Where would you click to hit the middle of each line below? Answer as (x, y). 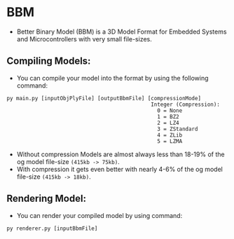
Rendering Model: (47, 199)
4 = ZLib (170, 135)
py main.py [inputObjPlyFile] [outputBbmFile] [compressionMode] (104, 98)
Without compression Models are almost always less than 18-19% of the (121, 154)
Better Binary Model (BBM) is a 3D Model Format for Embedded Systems (122, 32)
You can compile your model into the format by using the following (112, 78)
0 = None (170, 110)
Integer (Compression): (185, 104)
